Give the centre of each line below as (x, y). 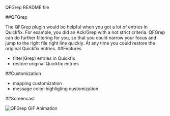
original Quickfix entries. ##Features (44, 48)
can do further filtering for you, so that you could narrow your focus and (81, 38)
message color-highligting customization (55, 89)
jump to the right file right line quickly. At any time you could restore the (80, 43)
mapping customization (37, 83)
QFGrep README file (27, 7)
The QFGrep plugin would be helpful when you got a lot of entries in (76, 27)
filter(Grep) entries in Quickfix (44, 58)
